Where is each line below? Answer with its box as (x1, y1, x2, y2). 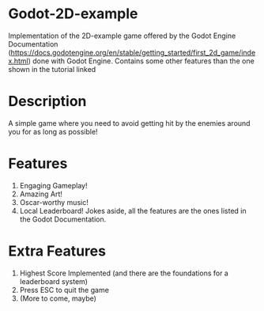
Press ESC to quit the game (19, 285, 109, 294)
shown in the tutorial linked (8, 64, 96, 74)
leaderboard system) (19, 276, 89, 286)
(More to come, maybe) (19, 294, 97, 303)
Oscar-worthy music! (19, 197, 89, 207)
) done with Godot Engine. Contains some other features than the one (28, 56, 255, 66)
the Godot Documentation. (19, 214, 107, 224)
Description (8, 93, 87, 111)
